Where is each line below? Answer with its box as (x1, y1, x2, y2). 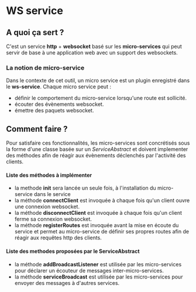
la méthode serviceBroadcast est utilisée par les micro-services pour (14, 273, 183, 280)
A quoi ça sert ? (6, 28, 64, 37)
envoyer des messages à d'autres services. (14, 279, 120, 286)
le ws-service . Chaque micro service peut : (6, 83, 111, 90)
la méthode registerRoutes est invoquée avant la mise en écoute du (14, 222, 179, 229)
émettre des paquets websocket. (14, 107, 94, 114)
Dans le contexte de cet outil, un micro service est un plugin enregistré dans (6, 77, 190, 84)
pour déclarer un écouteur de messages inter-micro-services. (14, 267, 164, 274)
